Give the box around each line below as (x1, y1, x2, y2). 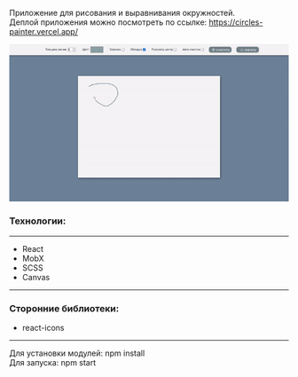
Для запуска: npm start (9, 357, 97, 368)
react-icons (21, 323, 65, 334)
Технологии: (9, 215, 67, 227)
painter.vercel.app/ (9, 27, 78, 36)
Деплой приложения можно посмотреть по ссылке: (9, 17, 208, 27)
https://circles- (208, 17, 263, 27)
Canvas (21, 271, 51, 282)
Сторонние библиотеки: (9, 302, 120, 314)
